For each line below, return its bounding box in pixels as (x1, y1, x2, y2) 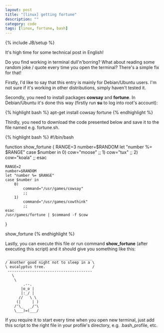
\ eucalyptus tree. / (5, 264, 95, 269)
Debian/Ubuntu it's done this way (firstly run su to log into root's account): (5, 100, 158, 106)
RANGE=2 (5, 164, 21, 169)
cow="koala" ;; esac (5, 155, 47, 161)
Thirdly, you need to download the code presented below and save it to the (5, 119, 160, 125)
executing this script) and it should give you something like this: (5, 246, 136, 252)
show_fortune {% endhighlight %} (5, 231, 75, 237)
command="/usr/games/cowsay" (23, 186, 84, 191)
